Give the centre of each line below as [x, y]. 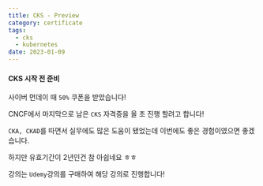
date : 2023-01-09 [37, 52]
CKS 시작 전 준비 [34, 78]
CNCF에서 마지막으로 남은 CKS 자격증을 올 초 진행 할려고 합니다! [106, 114]
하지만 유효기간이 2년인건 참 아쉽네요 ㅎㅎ [73, 158]
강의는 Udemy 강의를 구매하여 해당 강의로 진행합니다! [87, 174]
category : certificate [45, 23]
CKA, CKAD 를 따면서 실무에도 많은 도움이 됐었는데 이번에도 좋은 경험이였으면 [124, 131]
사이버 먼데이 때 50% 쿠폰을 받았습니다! [67, 97]
